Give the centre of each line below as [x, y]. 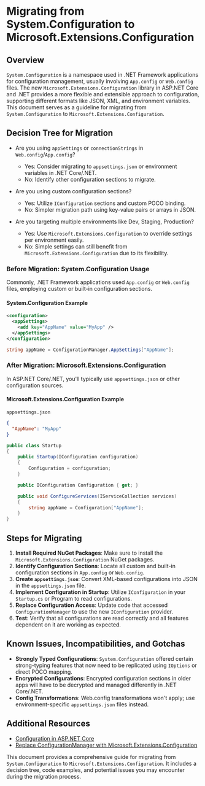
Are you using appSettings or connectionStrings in [79, 148]
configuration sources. [35, 385]
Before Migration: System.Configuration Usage [78, 269]
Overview [25, 60]
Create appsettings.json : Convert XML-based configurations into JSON [106, 579]
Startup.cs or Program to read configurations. [73, 599]
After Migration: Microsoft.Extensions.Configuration [86, 365]
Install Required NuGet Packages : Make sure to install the [89, 553]
